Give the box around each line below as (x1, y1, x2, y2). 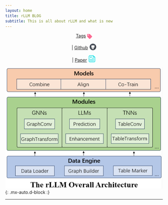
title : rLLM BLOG (5, 13, 41, 18)
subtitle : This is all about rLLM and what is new (5, 18, 113, 23)
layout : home (5, 8, 32, 13)
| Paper (71, 57, 87, 63)
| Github (71, 44, 88, 50)
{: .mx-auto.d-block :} (5, 190, 50, 196)
